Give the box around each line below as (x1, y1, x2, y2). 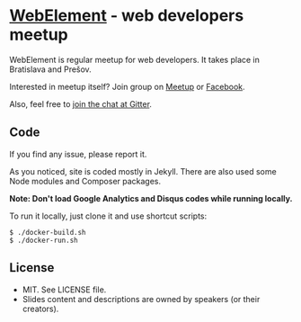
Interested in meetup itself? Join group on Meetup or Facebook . (9, 81, 245, 92)
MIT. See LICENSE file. (22, 284, 107, 295)
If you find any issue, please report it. (9, 148, 147, 159)
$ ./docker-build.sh (9, 228, 87, 237)
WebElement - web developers (9, 5, 244, 26)
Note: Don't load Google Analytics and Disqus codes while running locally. (9, 192, 293, 203)
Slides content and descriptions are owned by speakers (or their (22, 293, 261, 304)
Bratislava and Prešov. (9, 64, 92, 75)
